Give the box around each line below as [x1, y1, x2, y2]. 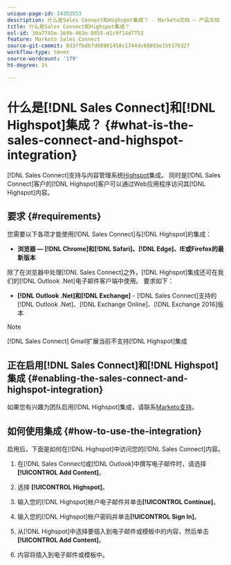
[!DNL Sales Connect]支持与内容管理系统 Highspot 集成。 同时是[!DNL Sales [7, 171, 221, 179]
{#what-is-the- [104, 117, 194, 132]
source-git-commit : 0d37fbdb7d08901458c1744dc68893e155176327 [7, 42, 190, 49]
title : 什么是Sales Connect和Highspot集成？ [7, 23, 130, 30]
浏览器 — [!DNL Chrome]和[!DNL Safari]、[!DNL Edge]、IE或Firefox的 [17, 245, 219, 253]
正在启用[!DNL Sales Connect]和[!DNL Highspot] [7, 359, 219, 371]
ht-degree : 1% [7, 62, 48, 69]
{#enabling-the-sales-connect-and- [27, 372, 188, 384]
